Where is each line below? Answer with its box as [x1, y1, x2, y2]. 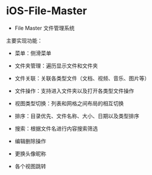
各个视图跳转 [14, 163, 46, 170]
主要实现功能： [6, 37, 43, 44]
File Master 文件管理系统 [14, 24, 75, 31]
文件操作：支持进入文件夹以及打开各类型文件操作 [14, 87, 134, 94]
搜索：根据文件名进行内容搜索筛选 [14, 125, 98, 132]
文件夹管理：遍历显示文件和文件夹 [14, 62, 98, 69]
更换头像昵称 [14, 150, 46, 157]
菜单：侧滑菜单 [14, 49, 51, 57]
